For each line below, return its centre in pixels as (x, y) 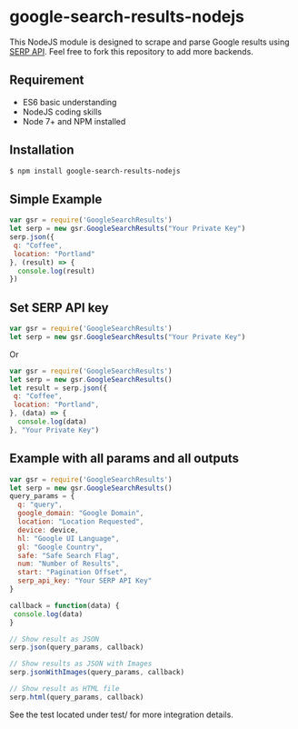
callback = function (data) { (65, 605)
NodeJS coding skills (62, 112)
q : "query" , (40, 505)
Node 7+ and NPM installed (74, 121)
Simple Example (56, 199)
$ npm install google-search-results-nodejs (95, 171)
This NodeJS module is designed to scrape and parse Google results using (149, 42)
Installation (42, 150)
